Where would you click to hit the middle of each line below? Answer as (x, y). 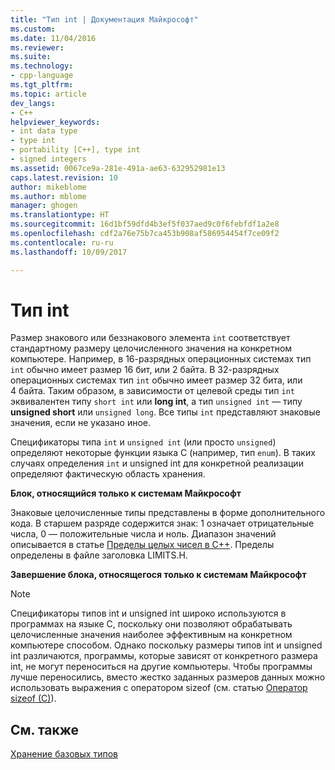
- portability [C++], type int (75, 150)
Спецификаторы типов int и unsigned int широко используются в (148, 613)
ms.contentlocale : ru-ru (62, 242)
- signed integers (48, 159)
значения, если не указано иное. (81, 423)
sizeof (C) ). (33, 698)
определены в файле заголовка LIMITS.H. (99, 555)
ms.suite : (31, 57)
